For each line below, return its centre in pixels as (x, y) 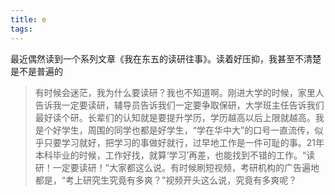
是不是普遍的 (36, 71)
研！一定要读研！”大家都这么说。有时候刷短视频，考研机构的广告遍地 (177, 167)
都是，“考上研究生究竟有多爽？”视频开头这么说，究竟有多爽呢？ (166, 180)
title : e (28, 19)
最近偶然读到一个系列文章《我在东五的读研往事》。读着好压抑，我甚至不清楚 (166, 58)
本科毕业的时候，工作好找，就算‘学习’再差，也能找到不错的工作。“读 (175, 155)
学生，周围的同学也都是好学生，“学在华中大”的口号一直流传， (188, 130)
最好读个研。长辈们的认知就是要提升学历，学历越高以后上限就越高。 (175, 117)
